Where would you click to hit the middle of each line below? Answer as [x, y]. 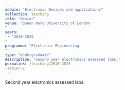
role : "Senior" [20, 18]
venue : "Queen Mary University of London [48, 23]
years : [12, 32]
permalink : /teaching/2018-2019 [38, 64]
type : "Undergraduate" [28, 55]
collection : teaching [27, 14]
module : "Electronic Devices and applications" [54, 9]
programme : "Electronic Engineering [42, 46]
